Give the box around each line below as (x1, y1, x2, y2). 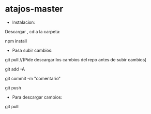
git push (5, 85, 22, 90)
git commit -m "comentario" (5, 75, 61, 81)
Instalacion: (12, 19, 35, 25)
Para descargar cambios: (12, 94, 62, 100)
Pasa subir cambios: (12, 47, 53, 53)
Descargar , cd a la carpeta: (5, 28, 60, 34)
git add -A (5, 66, 25, 72)
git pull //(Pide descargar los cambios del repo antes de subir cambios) (5, 57, 147, 62)
